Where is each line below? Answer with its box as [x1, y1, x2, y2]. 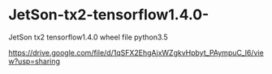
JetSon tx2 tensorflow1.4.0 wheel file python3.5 [8, 32, 168, 42]
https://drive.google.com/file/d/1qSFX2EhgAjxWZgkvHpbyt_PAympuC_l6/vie [8, 47, 264, 57]
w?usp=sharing [8, 56, 61, 66]
